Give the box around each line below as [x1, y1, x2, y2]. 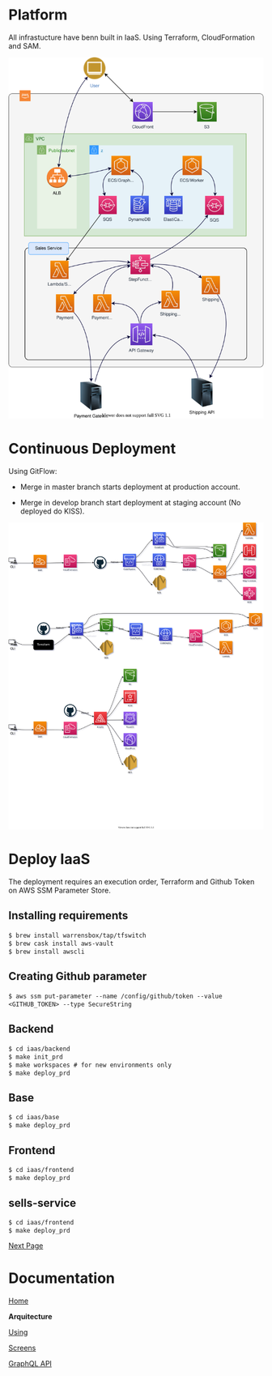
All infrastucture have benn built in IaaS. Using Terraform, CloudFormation [8, 32, 255, 42]
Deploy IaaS [8, 850, 91, 868]
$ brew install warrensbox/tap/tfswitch [8, 931, 147, 939]
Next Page [8, 1241, 44, 1250]
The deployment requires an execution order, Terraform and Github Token [8, 877, 255, 887]
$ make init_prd [8, 1053, 63, 1061]
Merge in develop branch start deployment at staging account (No [19, 497, 241, 507]
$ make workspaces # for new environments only [8, 1061, 172, 1069]
